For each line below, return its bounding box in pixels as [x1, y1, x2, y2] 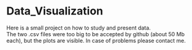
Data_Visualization [6, 4, 104, 18]
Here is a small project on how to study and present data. [6, 24, 152, 31]
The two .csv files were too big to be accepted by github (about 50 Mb [6, 30, 185, 37]
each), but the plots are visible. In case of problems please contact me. [6, 37, 186, 44]
